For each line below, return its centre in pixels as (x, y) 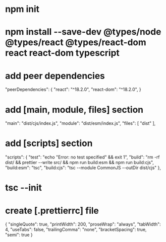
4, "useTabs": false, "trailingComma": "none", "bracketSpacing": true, (76, 230)
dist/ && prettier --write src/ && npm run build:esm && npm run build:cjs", (80, 162)
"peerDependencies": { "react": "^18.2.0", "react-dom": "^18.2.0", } (73, 89)
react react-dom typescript (62, 53)
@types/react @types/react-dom (76, 42)
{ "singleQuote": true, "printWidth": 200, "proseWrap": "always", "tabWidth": (83, 224)
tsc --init (24, 188)
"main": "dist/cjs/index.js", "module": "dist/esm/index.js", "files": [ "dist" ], (81, 123)
